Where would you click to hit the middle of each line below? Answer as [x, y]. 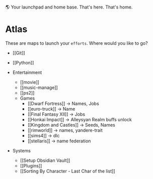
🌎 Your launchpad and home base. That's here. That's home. [69, 7]
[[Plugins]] [31, 165]
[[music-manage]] [39, 87]
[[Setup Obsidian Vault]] [45, 160]
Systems [22, 150]
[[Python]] [23, 62]
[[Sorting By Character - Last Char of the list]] [67, 171]
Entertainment [27, 72]
